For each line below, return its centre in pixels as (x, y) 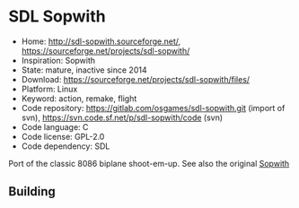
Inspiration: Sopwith (58, 60)
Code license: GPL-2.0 (63, 136)
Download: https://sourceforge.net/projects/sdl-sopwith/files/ (136, 79)
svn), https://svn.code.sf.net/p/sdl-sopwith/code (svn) (122, 117)
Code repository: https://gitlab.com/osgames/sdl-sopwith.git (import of (153, 108)
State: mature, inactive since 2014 (84, 70)
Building (32, 191)
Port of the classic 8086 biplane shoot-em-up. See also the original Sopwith (149, 163)
